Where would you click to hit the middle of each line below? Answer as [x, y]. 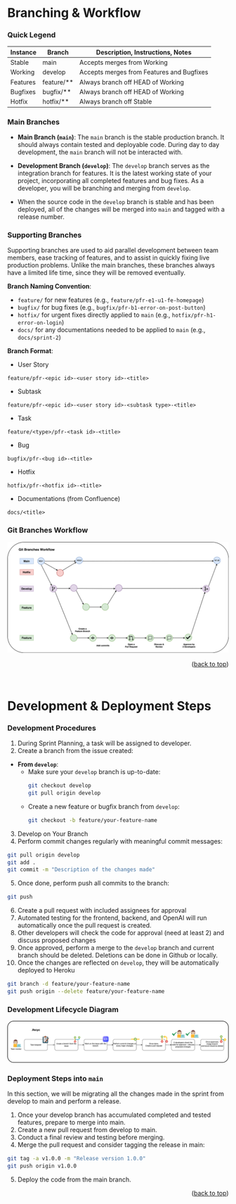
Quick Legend [32, 35]
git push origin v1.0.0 [42, 1166]
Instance [24, 52]
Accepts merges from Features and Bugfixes [144, 72]
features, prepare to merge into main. [71, 1122]
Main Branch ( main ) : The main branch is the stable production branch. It [121, 137]
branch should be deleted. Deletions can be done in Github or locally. [117, 956]
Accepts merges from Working [124, 63]
